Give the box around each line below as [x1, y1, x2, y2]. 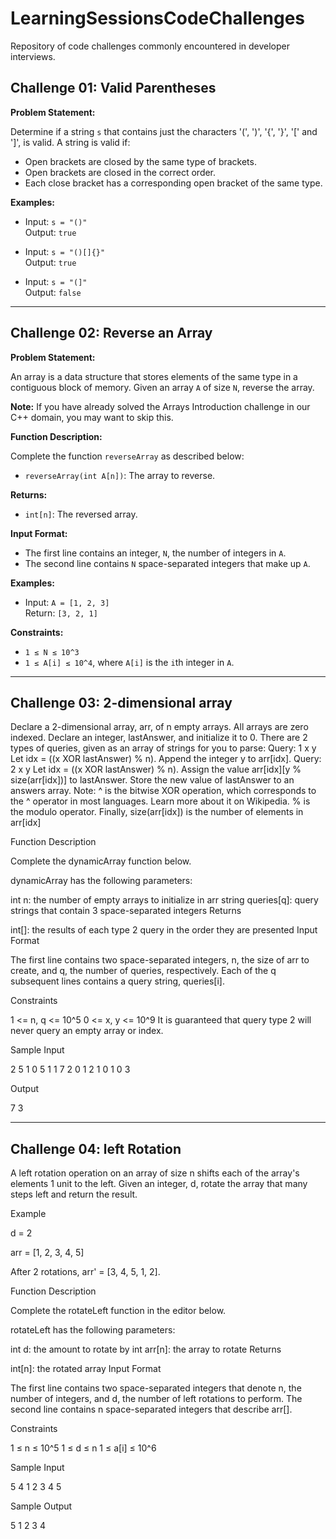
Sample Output [10, 1500, 73, 1512]
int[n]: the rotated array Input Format [10, 1363, 162, 1375]
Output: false [24, 286, 82, 298]
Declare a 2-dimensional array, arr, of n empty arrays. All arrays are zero [10, 721, 309, 733]
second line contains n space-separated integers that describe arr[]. [10, 1403, 293, 1416]
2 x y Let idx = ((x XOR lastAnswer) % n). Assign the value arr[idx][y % [10, 763, 302, 776]
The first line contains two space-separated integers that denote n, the [10, 1382, 302, 1394]
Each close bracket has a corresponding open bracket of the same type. [24, 177, 323, 189]
